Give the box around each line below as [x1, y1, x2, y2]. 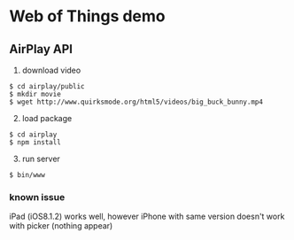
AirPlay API [9, 42, 73, 57]
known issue [9, 190, 66, 203]
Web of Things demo [9, 6, 166, 27]
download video [21, 65, 81, 75]
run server [21, 153, 60, 164]
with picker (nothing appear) [9, 221, 113, 231]
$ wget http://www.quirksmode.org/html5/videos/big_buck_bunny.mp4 [9, 97, 264, 106]
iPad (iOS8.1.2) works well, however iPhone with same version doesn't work [9, 211, 285, 222]
